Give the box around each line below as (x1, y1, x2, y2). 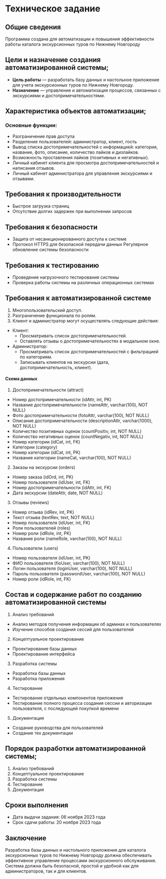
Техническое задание (5, 3, 101, 14)
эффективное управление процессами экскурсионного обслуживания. (5, 858, 157, 864)
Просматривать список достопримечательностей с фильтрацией (19, 348, 159, 354)
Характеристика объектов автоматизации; (5, 107, 146, 115)
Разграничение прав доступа (12, 133, 75, 139)
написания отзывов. (12, 165, 55, 171)
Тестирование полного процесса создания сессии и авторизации (12, 700, 152, 706)
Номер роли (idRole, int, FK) (12, 576, 71, 582)
